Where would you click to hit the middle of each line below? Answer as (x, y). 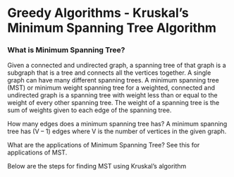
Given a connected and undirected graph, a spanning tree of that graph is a (117, 66)
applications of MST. (37, 152)
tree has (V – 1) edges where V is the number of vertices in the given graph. (117, 131)
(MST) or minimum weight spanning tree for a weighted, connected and (111, 88)
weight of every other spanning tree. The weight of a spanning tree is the (113, 103)
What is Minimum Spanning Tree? (66, 50)
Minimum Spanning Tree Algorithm (112, 28)
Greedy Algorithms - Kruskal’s (98, 13)
